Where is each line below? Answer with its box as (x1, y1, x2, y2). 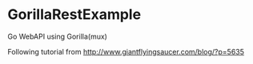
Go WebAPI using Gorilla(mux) (7, 32, 107, 41)
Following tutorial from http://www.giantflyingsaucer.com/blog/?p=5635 (7, 47, 245, 56)
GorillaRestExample (7, 6, 142, 24)
